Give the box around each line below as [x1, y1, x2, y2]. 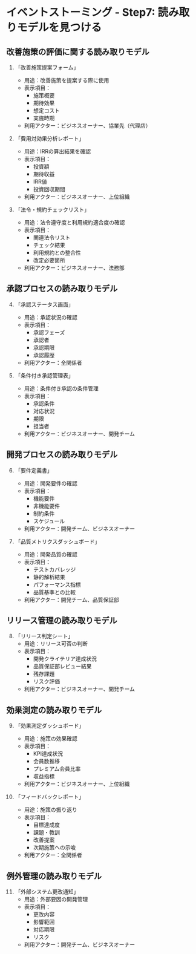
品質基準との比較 [33, 588, 76, 596]
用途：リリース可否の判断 [24, 640, 88, 647]
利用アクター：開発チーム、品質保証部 [24, 596, 119, 603]
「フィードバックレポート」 [15, 793, 85, 800]
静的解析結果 [33, 573, 65, 581]
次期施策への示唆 [33, 844, 76, 851]
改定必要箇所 [33, 256, 65, 264]
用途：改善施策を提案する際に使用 [24, 77, 109, 83]
